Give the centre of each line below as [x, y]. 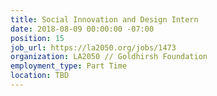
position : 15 [37, 38]
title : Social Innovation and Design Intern [104, 19]
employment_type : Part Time [69, 66]
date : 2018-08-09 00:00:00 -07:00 [82, 29]
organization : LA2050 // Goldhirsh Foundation [109, 57]
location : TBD [40, 76]
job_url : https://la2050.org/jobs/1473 [93, 47]
